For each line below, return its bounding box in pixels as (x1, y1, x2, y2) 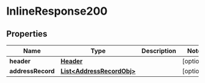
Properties (6, 29, 48, 39)
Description (141, 47, 177, 55)
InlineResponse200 (6, 4, 108, 18)
